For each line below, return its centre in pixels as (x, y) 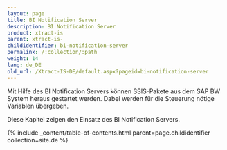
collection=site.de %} (38, 140)
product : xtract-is (35, 33)
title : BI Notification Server (52, 20)
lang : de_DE (24, 65)
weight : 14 (23, 59)
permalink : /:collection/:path (52, 53)
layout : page (26, 13)
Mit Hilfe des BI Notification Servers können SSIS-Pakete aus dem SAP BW (114, 91)
